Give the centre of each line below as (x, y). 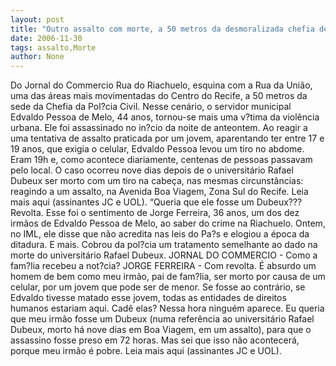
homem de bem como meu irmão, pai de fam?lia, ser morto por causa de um (168, 277)
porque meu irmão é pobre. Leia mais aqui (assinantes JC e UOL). (146, 351)
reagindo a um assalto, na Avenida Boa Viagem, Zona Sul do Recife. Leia (159, 192)
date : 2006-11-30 (46, 38)
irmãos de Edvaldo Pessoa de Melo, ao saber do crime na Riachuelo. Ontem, (168, 223)
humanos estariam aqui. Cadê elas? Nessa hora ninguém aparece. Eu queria (167, 308)
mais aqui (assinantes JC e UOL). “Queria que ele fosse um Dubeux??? (156, 202)
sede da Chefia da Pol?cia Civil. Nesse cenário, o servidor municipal (151, 107)
